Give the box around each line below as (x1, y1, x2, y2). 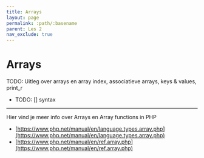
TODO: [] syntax (15, 96, 56, 103)
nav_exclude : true (6, 32, 53, 38)
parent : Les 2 (6, 26, 42, 32)
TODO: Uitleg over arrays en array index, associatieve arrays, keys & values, (6, 78, 197, 85)
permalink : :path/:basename (6, 20, 78, 26)
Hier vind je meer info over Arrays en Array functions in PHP (6, 114, 157, 121)
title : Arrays (6, 9, 42, 15)
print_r (6, 84, 23, 92)
